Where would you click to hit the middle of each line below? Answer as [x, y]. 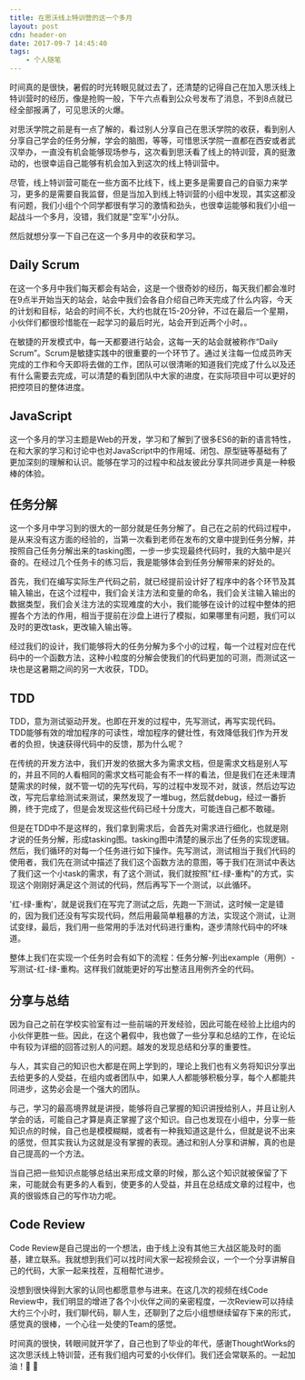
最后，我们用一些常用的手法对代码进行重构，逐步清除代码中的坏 [160, 927]
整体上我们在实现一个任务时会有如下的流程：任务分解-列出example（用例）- [152, 958]
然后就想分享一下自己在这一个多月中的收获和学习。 [105, 236]
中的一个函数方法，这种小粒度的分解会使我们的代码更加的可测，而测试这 [152, 658]
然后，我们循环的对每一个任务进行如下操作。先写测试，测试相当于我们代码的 [152, 851]
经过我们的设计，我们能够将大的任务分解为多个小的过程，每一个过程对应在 [148, 646]
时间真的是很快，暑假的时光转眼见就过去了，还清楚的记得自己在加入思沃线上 [152, 87]
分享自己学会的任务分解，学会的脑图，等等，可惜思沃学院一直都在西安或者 [148, 140]
